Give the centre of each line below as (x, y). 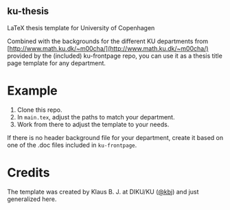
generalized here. (32, 199)
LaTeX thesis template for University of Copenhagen (81, 27)
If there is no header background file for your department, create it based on (115, 137)
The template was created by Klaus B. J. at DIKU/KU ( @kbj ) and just (103, 191)
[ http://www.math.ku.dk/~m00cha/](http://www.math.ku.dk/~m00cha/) (108, 48)
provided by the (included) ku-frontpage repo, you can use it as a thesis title (115, 56)
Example (32, 91)
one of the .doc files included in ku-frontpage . (72, 145)
